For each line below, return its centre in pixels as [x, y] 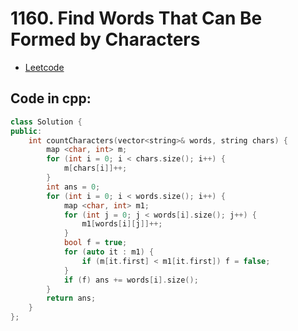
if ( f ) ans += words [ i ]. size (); [131, 280]
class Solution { [46, 122]
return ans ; [71, 298]
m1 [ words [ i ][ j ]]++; [122, 224]
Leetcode [44, 67]
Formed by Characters [105, 39]
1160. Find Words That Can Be [136, 18]
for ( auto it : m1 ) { [109, 252]
